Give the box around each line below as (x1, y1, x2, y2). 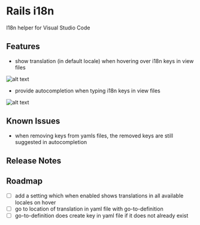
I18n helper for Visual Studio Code (6, 24, 90, 31)
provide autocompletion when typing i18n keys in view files (14, 87, 160, 94)
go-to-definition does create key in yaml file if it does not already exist (14, 212, 189, 219)
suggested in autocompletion (14, 138, 87, 145)
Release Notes (6, 155, 62, 166)
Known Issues (6, 116, 60, 127)
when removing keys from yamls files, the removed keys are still (14, 132, 174, 139)
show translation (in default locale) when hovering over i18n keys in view (14, 57, 194, 64)
